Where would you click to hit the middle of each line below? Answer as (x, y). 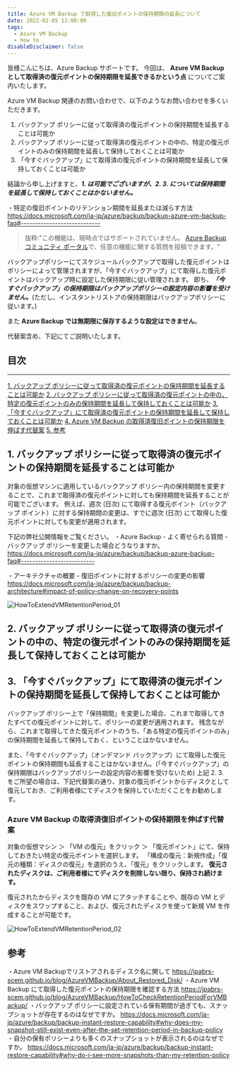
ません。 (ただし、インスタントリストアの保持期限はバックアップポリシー (114, 297)
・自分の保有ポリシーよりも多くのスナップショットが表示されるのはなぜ (113, 1038)
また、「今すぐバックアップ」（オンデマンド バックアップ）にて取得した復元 (117, 754)
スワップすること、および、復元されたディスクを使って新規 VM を (127, 906)
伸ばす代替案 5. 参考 (36, 430)
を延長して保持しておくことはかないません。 (72, 193)
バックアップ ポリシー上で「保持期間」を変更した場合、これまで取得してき (117, 713)
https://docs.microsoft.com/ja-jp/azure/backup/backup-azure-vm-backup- (117, 216)
